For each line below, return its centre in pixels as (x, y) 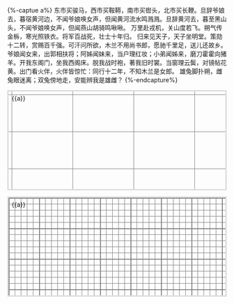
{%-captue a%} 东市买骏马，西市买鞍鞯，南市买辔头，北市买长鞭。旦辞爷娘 (116, 10)
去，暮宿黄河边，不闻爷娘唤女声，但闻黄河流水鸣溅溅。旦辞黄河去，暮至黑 (114, 19)
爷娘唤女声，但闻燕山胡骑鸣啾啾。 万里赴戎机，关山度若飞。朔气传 (127, 28)
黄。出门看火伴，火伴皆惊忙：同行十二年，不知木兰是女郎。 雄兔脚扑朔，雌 (115, 71)
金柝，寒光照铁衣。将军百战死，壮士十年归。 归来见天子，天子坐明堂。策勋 (115, 36)
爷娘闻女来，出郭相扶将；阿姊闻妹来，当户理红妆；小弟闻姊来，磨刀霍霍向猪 (117, 54)
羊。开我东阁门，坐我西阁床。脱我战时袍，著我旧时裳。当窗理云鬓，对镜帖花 (117, 62)
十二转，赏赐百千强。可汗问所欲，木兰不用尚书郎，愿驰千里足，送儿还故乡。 (117, 45)
